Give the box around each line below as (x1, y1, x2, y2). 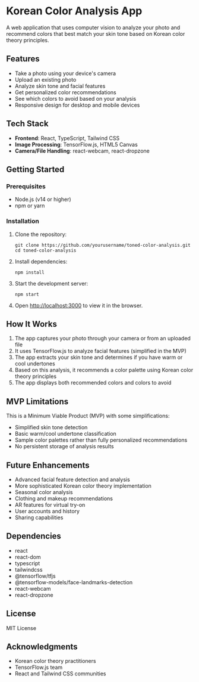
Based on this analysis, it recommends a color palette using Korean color (14, 367, 194, 374)
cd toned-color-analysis (14, 247, 77, 253)
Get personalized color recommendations (14, 88, 117, 96)
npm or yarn (14, 202, 45, 209)
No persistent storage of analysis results (14, 443, 114, 450)
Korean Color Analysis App (6, 4, 143, 18)
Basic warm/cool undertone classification (14, 430, 117, 438)
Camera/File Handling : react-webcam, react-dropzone (14, 147, 150, 154)
